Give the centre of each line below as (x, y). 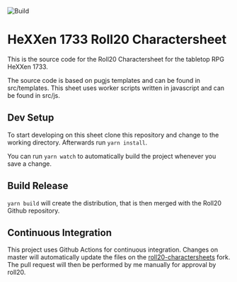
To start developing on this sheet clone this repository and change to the (113, 135)
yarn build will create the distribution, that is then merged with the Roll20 (114, 203)
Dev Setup (31, 118)
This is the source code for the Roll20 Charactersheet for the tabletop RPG (116, 59)
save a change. (29, 164)
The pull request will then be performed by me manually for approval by (112, 265)
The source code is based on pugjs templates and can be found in (104, 80)
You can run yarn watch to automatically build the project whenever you (112, 156)
